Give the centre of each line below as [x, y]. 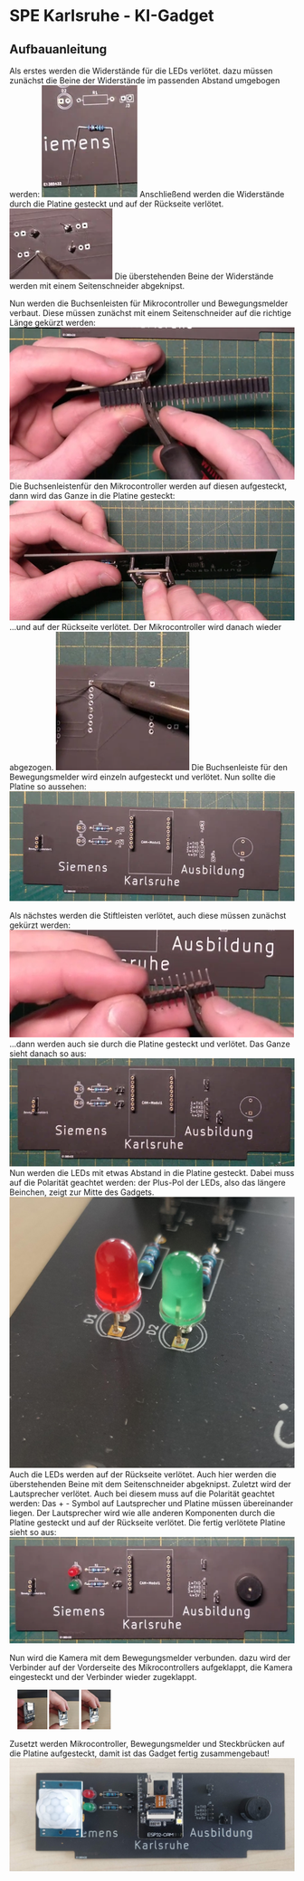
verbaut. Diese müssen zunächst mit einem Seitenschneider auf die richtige [151, 313]
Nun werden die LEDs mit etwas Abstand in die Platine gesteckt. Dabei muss [152, 1173]
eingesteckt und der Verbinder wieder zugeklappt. [103, 1677]
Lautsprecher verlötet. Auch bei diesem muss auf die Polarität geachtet [142, 1494]
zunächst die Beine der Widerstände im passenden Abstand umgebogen [145, 81]
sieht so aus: [33, 1532]
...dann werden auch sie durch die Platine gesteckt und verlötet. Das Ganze [150, 1044]
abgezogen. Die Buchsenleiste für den [148, 767]
